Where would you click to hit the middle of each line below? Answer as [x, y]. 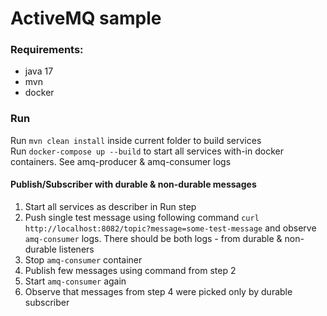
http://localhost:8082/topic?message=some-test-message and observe [170, 228]
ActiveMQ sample [86, 18]
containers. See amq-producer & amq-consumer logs [121, 161]
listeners [76, 249]
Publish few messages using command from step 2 [130, 270]
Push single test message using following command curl [142, 217]
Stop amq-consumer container [83, 259]
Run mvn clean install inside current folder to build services [136, 140]
